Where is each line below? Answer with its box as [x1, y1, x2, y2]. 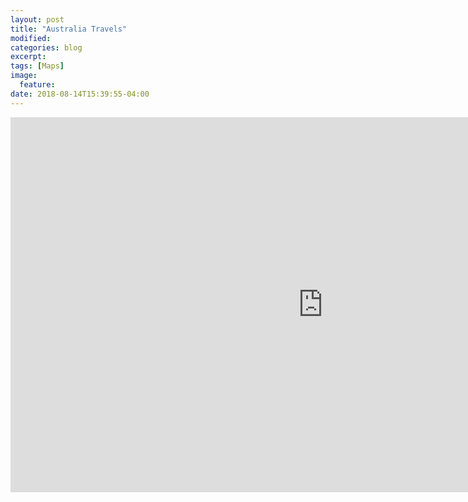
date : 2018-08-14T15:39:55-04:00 [10, 89, 150, 99]
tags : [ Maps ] [10, 61, 65, 71]
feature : [19, 80, 56, 90]
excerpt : [10, 52, 47, 62]
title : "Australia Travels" [10, 24, 128, 34]
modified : [10, 33, 52, 43]
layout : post [10, 14, 65, 25]
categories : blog [10, 42, 83, 53]
